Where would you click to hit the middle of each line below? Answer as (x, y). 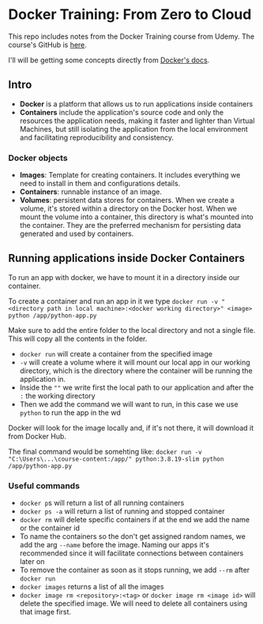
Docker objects (38, 158)
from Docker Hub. (38, 436)
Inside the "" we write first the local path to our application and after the (137, 387)
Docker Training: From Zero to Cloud (130, 15)
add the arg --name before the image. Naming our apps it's (114, 545)
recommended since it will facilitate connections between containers (131, 553)
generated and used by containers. (77, 234)
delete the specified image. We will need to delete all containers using (133, 603)
